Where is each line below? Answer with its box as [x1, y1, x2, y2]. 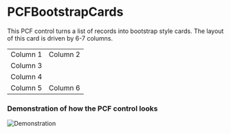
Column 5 [10, 83, 43, 93]
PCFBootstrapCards [7, 4, 124, 20]
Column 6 [48, 83, 80, 93]
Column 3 [10, 60, 43, 70]
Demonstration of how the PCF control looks [7, 104, 158, 113]
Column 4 [10, 71, 43, 81]
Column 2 [48, 49, 80, 59]
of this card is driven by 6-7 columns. [7, 34, 113, 42]
